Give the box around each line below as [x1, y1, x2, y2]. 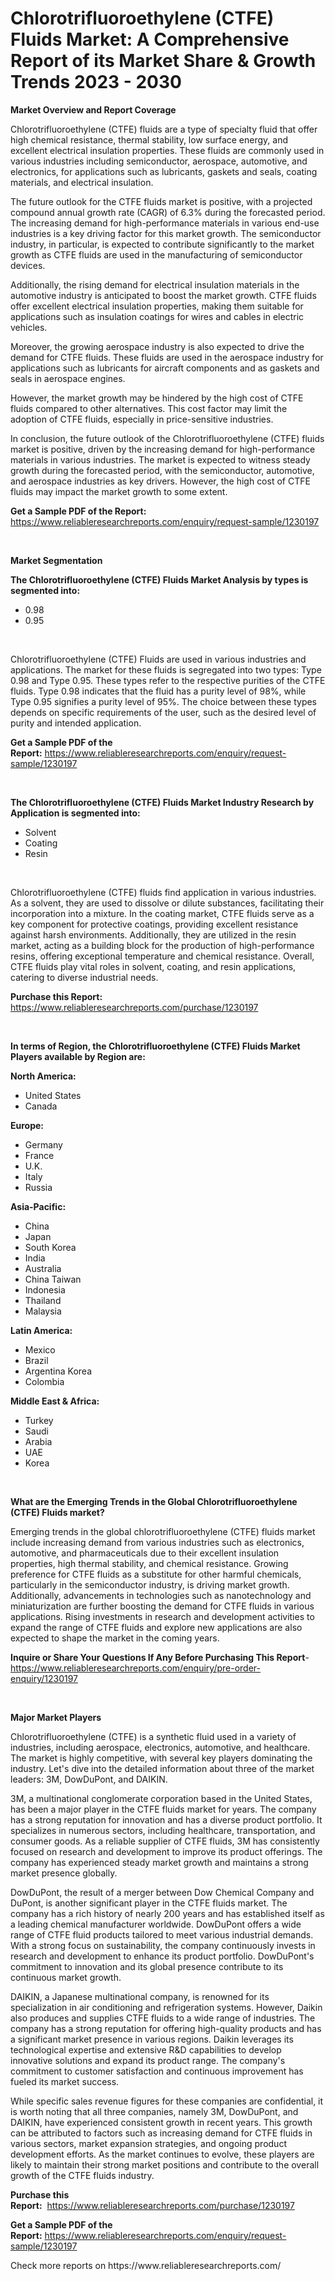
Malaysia [24, 1305, 62, 1317]
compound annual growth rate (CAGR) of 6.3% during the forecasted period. [10, 206, 326, 218]
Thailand [24, 1294, 62, 1306]
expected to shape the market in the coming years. [10, 1632, 220, 1644]
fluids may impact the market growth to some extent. [10, 485, 228, 497]
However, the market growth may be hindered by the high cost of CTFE [10, 392, 304, 404]
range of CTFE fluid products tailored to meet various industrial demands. [10, 1928, 314, 1941]
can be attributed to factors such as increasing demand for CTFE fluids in [10, 2127, 313, 2139]
